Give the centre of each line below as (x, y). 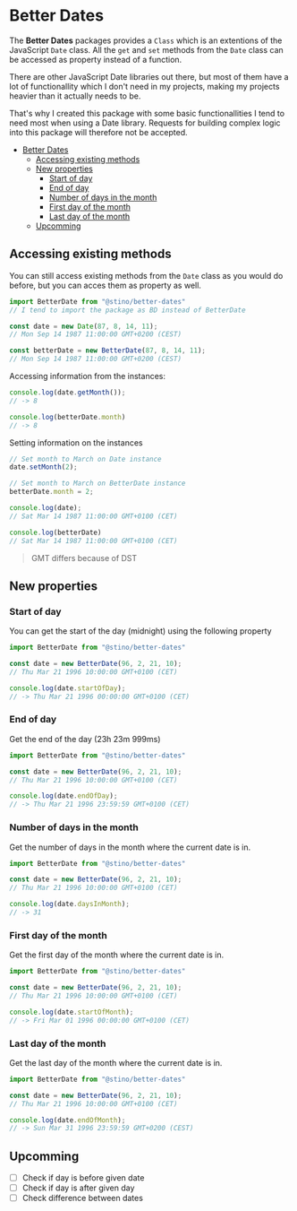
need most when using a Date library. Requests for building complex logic (145, 123)
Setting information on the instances (76, 442)
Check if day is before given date (83, 1178)
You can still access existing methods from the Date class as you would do (146, 275)
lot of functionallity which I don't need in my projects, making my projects (144, 86)
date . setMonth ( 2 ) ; (43, 467)
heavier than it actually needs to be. (75, 96)
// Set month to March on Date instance (86, 459)
